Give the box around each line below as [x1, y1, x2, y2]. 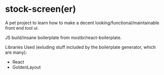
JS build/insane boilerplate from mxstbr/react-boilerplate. [5, 35, 122, 40]
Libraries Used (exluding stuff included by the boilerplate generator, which [5, 44, 156, 50]
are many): [5, 49, 27, 55]
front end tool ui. [5, 25, 39, 31]
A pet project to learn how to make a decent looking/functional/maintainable [5, 20, 160, 26]
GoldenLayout [12, 64, 41, 70]
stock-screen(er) [5, 3, 76, 15]
